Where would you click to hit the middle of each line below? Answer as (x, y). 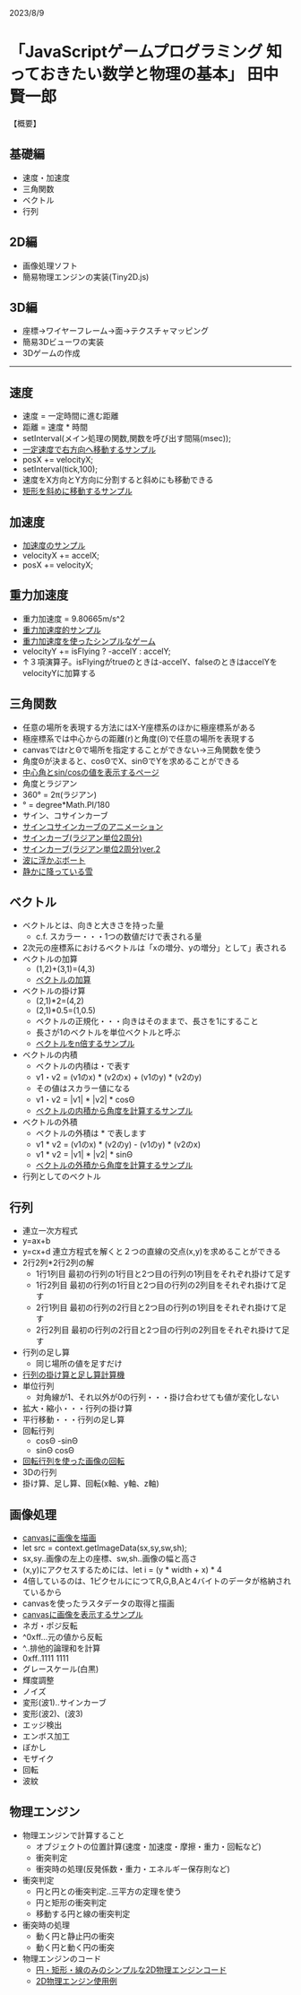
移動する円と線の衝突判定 (83, 1913)
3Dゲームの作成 (51, 353)
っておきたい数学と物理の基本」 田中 (144, 74)
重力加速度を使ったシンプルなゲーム (89, 641)
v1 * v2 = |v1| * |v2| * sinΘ (84, 1155)
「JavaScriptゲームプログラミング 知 (146, 52)
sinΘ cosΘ (55, 1451)
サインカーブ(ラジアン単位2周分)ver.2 (91, 849)
